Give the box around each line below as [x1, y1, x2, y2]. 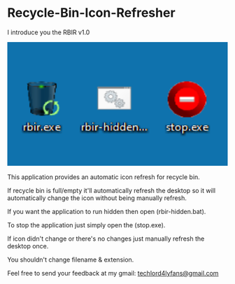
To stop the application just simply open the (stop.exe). [7, 220, 166, 229]
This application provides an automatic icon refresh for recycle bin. [7, 173, 201, 181]
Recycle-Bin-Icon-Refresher [7, 5, 176, 21]
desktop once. [7, 241, 49, 250]
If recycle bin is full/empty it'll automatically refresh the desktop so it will [7, 186, 215, 194]
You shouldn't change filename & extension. [7, 255, 134, 264]
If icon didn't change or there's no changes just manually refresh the [7, 234, 205, 243]
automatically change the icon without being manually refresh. [7, 194, 187, 202]
